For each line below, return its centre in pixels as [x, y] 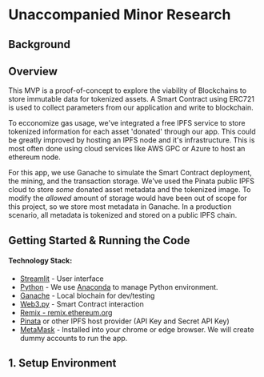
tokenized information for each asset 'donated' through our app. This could [132, 132]
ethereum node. [35, 157]
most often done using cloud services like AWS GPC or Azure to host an [127, 149]
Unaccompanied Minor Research [120, 15]
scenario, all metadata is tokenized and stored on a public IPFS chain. [123, 215]
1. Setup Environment [62, 363]
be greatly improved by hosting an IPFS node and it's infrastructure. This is [132, 140]
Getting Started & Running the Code [99, 241]
